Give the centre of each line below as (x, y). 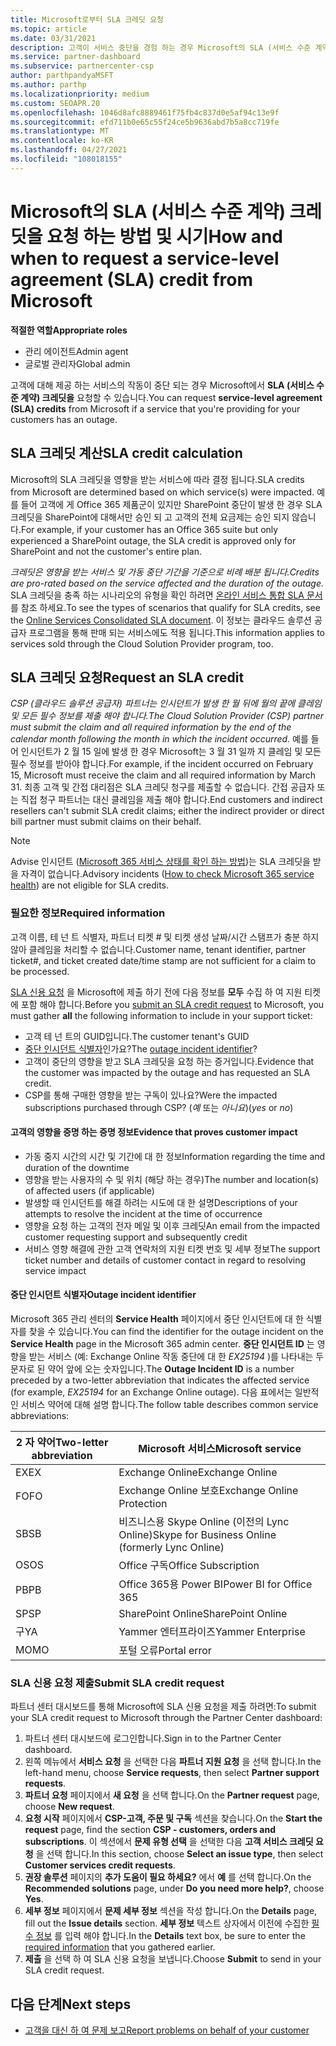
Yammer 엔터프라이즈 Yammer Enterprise (212, 1632)
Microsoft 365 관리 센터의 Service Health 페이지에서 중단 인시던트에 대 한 (157, 1319)
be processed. (40, 971)
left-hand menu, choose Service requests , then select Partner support (172, 1773)
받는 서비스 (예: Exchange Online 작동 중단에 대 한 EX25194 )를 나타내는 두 (176, 1357)
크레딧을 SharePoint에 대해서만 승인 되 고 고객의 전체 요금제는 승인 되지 (150, 517)
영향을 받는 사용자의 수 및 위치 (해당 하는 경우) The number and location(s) (172, 1179)
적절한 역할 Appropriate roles (69, 330)
